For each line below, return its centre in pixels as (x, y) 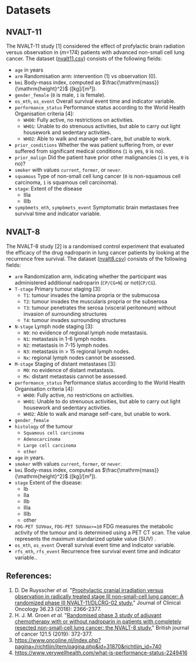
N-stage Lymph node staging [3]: (54, 326)
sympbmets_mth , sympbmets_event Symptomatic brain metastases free (97, 207)
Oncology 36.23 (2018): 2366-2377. (58, 608)
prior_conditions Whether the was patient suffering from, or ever (94, 145)
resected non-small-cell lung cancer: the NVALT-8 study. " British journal (102, 627)
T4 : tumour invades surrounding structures (75, 320)
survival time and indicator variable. (58, 213)
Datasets (28, 10)
